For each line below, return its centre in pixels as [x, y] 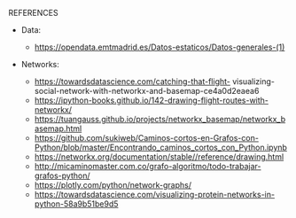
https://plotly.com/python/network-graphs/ [113, 185]
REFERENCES [33, 13]
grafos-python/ [62, 175]
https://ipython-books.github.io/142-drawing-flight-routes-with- [152, 100]
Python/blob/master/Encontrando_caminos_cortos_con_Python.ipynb [160, 147]
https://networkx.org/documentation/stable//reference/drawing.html [159, 157]
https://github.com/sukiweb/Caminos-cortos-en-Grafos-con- [146, 138]
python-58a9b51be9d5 [76, 204]
